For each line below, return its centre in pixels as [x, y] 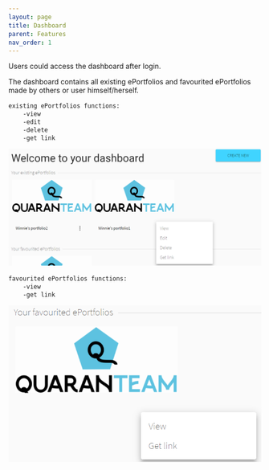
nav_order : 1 [30, 43]
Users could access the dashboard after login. [85, 66]
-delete [35, 130]
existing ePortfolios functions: [64, 106]
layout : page [30, 17]
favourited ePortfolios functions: [68, 279]
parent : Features [37, 34]
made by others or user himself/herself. [73, 90]
